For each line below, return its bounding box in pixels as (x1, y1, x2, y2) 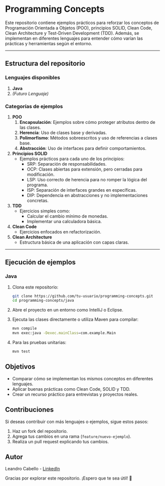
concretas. (27, 198, 49, 203)
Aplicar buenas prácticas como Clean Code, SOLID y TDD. (12, 386, 131, 392)
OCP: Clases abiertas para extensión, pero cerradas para (27, 166, 142, 172)
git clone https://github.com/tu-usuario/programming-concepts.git (12, 293, 153, 298)
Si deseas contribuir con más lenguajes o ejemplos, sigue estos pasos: (5, 419, 149, 425)
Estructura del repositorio (5, 59, 85, 68)
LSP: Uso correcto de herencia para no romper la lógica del (27, 176, 147, 182)
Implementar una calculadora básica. (27, 218, 102, 224)
